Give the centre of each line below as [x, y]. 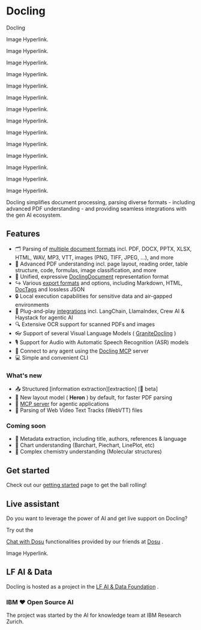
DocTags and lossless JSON [50, 289]
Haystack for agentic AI [44, 317]
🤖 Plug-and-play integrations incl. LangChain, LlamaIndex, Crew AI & [100, 311]
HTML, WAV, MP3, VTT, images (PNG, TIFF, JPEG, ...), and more [94, 257]
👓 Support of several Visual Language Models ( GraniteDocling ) [95, 333]
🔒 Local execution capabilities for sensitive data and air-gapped [94, 296]
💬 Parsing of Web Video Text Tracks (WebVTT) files [79, 410]
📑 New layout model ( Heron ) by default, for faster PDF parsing [94, 398]
